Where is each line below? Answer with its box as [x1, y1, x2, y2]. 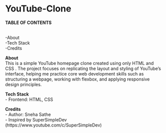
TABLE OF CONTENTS [5, 19, 52, 25]
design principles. [5, 81, 42, 87]
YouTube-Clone [5, 3, 71, 14]
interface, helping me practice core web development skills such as [5, 70, 144, 76]
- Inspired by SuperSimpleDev [5, 116, 67, 122]
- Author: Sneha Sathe [5, 111, 51, 117]
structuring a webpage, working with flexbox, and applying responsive [5, 76, 150, 82]
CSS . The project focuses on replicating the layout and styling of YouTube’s [5, 65, 161, 71]
